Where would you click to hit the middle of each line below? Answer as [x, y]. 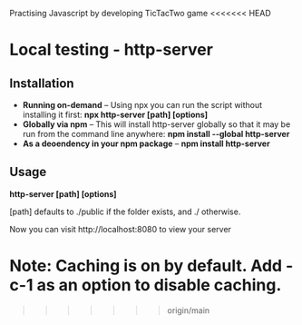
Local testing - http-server [111, 50]
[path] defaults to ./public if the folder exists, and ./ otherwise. [125, 212]
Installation [42, 83]
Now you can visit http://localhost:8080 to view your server [120, 229]
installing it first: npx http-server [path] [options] [115, 114]
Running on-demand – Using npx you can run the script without [142, 105]
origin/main [189, 310]
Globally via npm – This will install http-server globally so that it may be [156, 124]
